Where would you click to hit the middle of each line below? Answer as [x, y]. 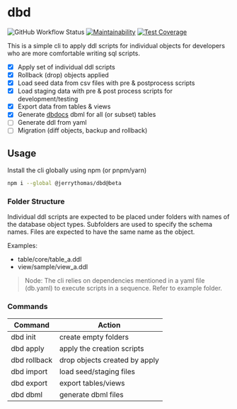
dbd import [29, 371]
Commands [28, 307]
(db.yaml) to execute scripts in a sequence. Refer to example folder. [123, 288]
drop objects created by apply [109, 360]
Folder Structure [36, 201]
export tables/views [92, 383]
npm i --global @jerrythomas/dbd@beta [64, 184]
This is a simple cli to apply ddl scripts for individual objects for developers [116, 45]
